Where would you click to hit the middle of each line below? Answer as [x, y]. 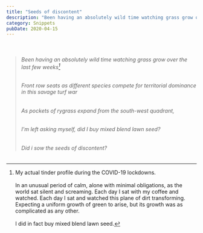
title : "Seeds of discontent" [44, 12]
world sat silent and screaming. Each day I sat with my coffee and [97, 191]
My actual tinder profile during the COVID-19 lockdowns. [85, 172]
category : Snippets [31, 23]
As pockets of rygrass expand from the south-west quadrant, [98, 110]
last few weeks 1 [40, 66]
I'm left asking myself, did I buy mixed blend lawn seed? [91, 129]
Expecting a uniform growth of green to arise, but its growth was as [99, 204]
